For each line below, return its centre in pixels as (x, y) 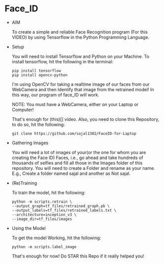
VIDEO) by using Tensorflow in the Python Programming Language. (81, 37)
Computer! (23, 109)
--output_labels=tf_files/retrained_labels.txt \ (64, 210)
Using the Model (28, 228)
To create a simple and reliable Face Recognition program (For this (80, 32)
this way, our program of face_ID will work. (55, 95)
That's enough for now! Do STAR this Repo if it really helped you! (78, 256)
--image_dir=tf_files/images (42, 219)
